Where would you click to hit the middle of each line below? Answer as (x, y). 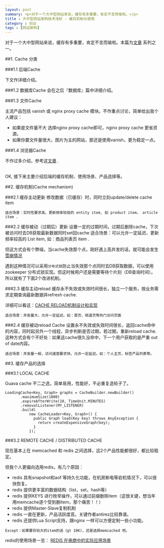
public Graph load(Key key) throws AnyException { (86, 418)
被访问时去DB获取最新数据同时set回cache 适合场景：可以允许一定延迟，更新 (82, 233)
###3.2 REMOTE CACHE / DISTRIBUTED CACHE (54, 441)
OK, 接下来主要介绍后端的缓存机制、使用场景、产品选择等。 (65, 177)
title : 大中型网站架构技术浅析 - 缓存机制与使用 (50, 19)
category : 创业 (21, 23)
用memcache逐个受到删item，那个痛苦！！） (58, 502)
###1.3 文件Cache (23, 101)
